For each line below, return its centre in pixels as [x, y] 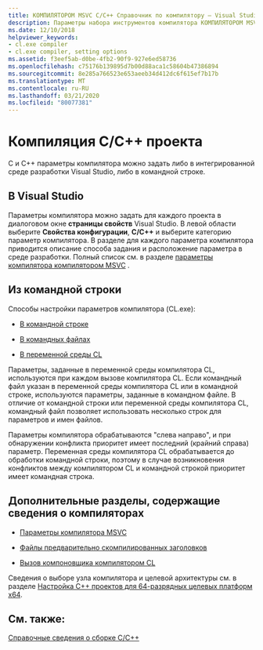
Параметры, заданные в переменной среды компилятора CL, [112, 369]
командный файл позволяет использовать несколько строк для [115, 411]
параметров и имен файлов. [56, 419]
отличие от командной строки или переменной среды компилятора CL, [128, 403]
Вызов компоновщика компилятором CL [87, 562]
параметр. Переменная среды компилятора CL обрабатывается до [121, 451]
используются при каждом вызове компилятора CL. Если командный [125, 378]
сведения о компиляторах [76, 513]
